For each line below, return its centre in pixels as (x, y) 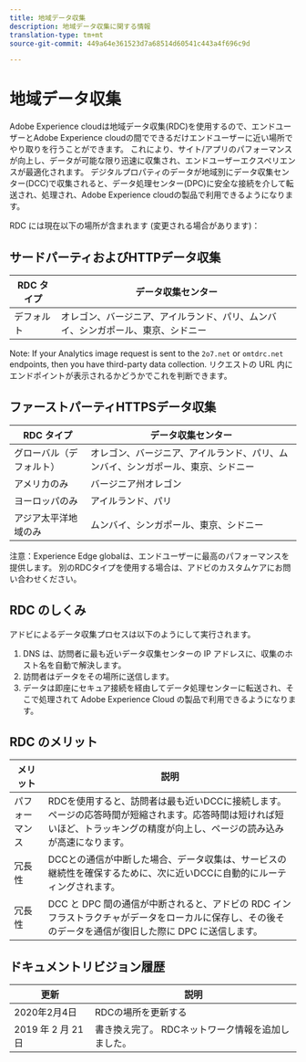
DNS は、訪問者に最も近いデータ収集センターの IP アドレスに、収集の (153, 653)
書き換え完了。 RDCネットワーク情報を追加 (187, 1030)
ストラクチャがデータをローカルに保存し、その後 (171, 918)
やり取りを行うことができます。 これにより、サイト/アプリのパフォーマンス (151, 149)
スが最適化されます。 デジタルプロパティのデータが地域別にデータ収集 (142, 172)
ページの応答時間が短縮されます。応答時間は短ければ (161, 815)
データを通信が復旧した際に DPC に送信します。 (160, 931)
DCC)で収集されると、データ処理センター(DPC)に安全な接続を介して (158, 184)
